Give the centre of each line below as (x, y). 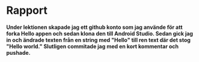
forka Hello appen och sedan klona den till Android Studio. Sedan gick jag (100, 33)
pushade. (19, 52)
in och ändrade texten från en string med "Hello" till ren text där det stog (99, 40)
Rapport (27, 11)
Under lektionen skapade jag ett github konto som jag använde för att (94, 27)
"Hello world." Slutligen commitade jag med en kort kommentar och (93, 46)
